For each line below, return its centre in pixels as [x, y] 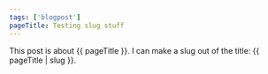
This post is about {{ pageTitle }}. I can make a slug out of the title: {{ [134, 50]
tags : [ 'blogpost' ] [45, 17]
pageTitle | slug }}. [43, 60]
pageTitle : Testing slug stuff [67, 26]
